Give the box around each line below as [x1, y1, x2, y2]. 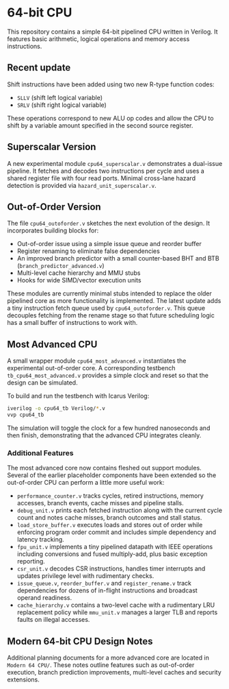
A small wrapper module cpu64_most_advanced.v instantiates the [7, 356, 187, 365]
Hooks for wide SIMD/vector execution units [16, 276, 142, 285]
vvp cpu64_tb [7, 411, 44, 419]
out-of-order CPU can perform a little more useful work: [7, 479, 165, 487]
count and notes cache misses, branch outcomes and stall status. [16, 513, 202, 522]
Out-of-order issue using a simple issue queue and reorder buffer [16, 240, 202, 248]
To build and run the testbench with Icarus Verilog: [7, 392, 150, 400]
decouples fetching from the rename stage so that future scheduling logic [7, 311, 215, 319]
